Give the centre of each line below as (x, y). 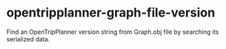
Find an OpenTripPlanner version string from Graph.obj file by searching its (113, 32)
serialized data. (28, 39)
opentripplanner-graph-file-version (111, 13)
